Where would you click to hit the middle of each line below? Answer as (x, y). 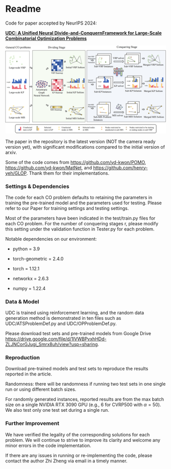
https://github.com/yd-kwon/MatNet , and (49, 168)
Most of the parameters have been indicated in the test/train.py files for (80, 218)
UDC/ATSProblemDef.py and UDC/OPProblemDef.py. (61, 324)
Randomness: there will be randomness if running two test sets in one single (86, 384)
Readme (23, 9)
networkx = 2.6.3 (31, 278)
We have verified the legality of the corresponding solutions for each (78, 434)
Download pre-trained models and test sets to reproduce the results (77, 369)
